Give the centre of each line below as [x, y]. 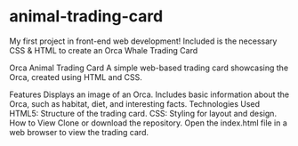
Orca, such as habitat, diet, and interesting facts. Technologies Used [135, 103]
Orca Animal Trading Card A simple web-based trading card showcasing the [149, 68]
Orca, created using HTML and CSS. [76, 77]
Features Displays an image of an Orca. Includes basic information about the [149, 94]
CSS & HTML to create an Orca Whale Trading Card [104, 50]
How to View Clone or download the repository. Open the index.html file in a [148, 123]
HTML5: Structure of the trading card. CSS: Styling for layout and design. [143, 113]
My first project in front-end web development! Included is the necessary [143, 41]
